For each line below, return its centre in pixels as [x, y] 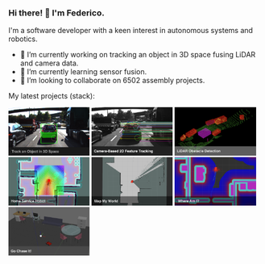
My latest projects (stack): [52, 96]
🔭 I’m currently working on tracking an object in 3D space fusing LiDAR [138, 55]
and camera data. [49, 63]
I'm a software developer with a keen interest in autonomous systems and [131, 31]
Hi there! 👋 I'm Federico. [56, 13]
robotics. [23, 39]
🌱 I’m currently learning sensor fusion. [83, 72]
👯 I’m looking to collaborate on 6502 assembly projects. [112, 81]
